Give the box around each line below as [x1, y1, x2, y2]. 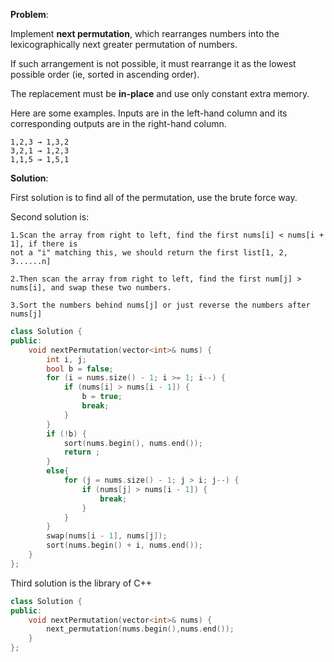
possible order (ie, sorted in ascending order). [10, 69, 200, 80]
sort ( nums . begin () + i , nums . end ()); [46, 540, 203, 551]
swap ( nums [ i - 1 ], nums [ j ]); [46, 531, 168, 541]
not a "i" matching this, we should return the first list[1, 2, [10, 248, 288, 258]
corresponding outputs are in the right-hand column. [10, 118, 227, 129]
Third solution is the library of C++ [10, 577, 153, 589]
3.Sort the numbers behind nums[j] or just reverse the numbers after [10, 300, 311, 310]
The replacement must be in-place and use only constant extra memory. [10, 88, 310, 99]
